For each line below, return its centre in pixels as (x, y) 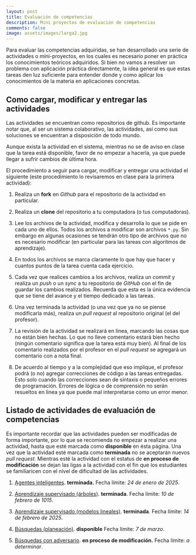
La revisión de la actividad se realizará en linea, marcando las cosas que (102, 331)
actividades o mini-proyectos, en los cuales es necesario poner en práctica (97, 56)
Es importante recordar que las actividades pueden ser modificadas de (92, 434)
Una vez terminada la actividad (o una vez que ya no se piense (90, 307)
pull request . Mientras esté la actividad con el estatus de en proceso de (93, 458)
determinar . (29, 546)
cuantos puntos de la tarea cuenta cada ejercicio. (74, 265)
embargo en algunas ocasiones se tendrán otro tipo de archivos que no (101, 236)
